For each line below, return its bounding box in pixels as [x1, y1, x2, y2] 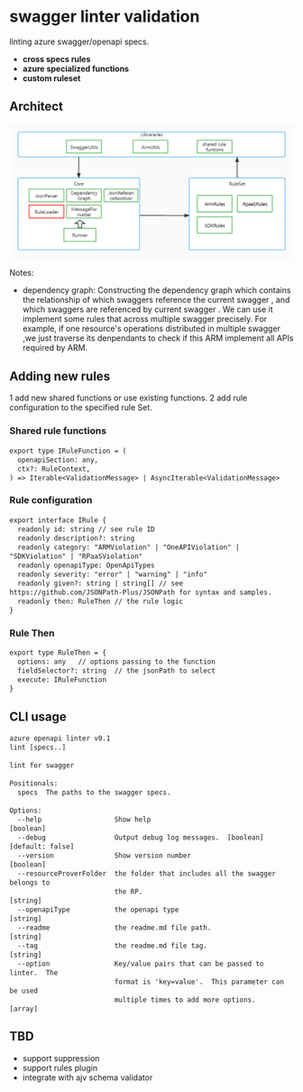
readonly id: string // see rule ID [17, 525, 155, 534]
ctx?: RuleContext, [17, 464, 91, 473]
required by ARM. [22, 343, 88, 353]
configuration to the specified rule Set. [9, 402, 153, 413]
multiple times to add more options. [114, 995, 256, 1005]
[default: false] [9, 841, 75, 851]
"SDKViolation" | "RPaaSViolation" [9, 552, 143, 561]
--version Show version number [17, 850, 192, 860]
